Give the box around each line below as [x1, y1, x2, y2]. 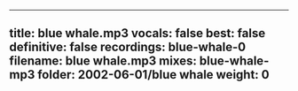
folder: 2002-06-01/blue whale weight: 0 [36, 67, 271, 82]
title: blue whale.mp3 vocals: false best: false [9, 26, 266, 41]
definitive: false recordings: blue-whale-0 [9, 40, 247, 55]
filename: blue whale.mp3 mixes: [9, 54, 197, 69]
